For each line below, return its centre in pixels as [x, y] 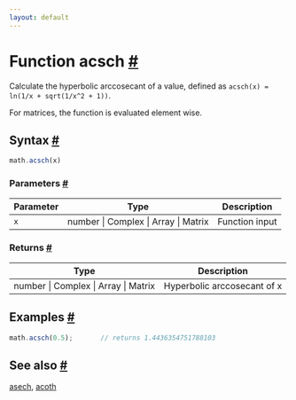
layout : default [39, 17]
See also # [39, 365]
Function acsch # [74, 61]
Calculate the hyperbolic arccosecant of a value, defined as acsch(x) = [139, 86]
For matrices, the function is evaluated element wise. [105, 113]
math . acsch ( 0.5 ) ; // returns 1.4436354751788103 [113, 338]
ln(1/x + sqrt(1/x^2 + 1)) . [60, 95]
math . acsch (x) [35, 161]
